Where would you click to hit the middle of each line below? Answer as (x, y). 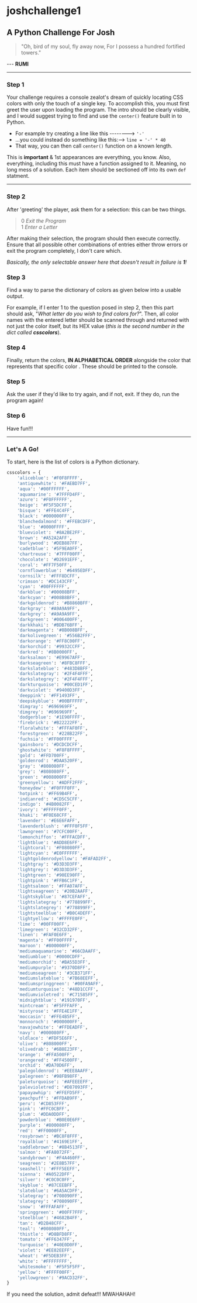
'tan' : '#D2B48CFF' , (42, 1223)
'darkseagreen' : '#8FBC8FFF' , (54, 663)
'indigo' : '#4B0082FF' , (46, 805)
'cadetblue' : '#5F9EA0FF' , (50, 549)
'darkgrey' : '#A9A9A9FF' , (49, 614)
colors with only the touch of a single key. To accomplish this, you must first (98, 104)
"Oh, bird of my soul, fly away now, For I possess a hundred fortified (103, 46)
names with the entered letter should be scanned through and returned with (98, 319)
